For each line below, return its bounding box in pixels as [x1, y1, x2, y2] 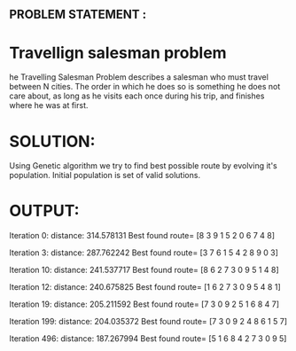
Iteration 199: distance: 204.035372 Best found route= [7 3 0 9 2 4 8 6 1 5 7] [9, 316, 288, 327]
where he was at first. [9, 100, 89, 111]
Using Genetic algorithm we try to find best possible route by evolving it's [9, 160, 277, 171]
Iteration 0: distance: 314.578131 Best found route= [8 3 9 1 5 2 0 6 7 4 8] [9, 230, 275, 241]
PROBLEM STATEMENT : [9, 7, 147, 22]
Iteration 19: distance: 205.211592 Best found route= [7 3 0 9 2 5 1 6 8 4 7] [9, 299, 280, 309]
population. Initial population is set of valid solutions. [9, 170, 201, 181]
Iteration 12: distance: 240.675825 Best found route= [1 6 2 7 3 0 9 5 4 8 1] [9, 282, 281, 292]
